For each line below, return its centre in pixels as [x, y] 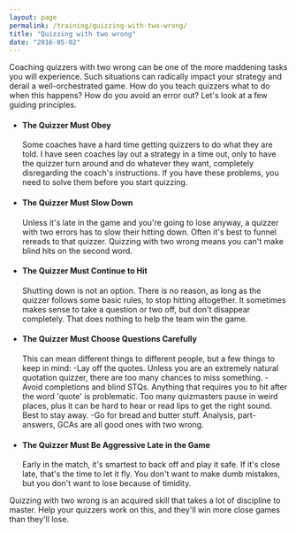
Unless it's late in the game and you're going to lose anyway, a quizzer [150, 222]
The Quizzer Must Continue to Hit [84, 271]
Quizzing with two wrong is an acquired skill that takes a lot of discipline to [145, 500]
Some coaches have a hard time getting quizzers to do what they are [147, 145]
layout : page [33, 17]
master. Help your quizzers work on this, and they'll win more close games [145, 510]
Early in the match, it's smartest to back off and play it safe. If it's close [151, 465]
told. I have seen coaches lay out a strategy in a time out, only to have [149, 154]
